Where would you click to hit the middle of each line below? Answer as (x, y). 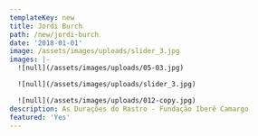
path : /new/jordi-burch (54, 34)
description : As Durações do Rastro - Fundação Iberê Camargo (129, 109)
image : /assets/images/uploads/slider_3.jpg (95, 51)
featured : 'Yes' (40, 117)
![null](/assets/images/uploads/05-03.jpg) (100, 68)
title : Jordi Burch (46, 26)
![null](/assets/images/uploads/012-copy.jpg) (107, 100)
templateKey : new (42, 18)
